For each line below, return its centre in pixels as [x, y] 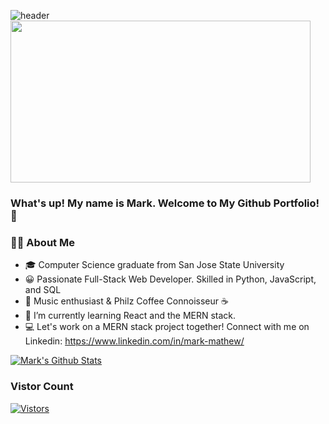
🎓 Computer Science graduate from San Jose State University [154, 265]
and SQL [43, 290]
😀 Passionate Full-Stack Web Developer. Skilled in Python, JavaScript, [170, 279]
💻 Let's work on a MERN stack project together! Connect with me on [167, 327]
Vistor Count [42, 387]
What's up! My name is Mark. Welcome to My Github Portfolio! [165, 203]
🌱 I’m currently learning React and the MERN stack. [130, 316]
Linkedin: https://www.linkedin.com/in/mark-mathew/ [134, 341]
